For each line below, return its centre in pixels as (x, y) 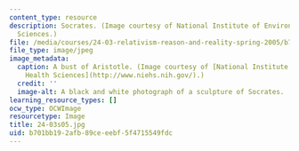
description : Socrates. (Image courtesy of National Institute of (135, 26)
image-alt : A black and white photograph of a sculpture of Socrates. (151, 91)
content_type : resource (53, 17)
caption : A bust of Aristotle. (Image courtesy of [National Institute (153, 68)
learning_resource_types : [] (63, 100)
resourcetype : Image (48, 116)
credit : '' (37, 83)
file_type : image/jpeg (51, 51)
